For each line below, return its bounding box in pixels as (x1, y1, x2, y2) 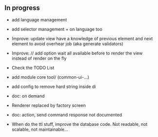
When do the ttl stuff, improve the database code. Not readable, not (11, 121, 148, 127)
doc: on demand (11, 93, 45, 99)
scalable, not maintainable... (11, 126, 68, 132)
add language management (11, 17, 67, 22)
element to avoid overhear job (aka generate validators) (11, 41, 124, 47)
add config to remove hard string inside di (11, 84, 96, 89)
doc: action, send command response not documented (11, 112, 122, 118)
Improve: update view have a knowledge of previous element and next (11, 35, 153, 41)
